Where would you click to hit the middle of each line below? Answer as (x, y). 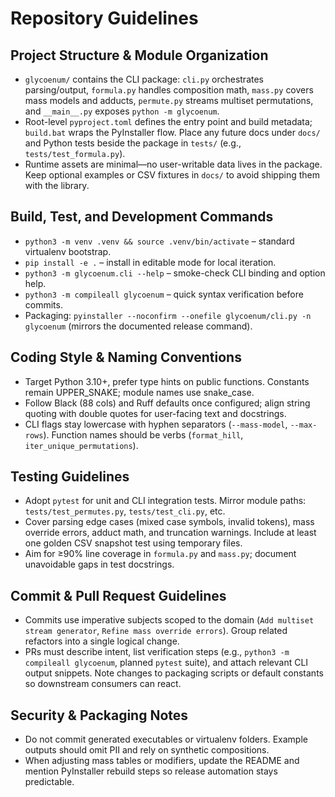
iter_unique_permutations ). (81, 445)
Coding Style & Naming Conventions (126, 357)
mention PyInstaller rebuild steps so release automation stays (151, 771)
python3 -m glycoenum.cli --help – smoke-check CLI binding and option (175, 273)
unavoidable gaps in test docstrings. (99, 564)
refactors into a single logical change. (102, 641)
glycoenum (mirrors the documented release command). (138, 326)
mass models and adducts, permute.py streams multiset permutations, (169, 100)
